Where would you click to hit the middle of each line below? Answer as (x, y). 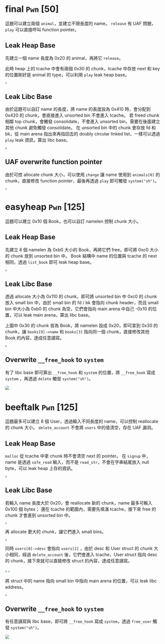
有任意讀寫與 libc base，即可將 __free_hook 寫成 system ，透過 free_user (78, 621)
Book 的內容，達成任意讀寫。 (35, 338)
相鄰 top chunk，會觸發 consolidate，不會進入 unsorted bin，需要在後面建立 (83, 122)
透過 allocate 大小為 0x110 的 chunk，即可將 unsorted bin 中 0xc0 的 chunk (81, 297)
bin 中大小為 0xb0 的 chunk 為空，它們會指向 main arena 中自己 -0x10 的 (79, 309)
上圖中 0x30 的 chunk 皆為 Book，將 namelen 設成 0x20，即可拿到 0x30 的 (82, 325)
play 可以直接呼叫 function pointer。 (42, 29)
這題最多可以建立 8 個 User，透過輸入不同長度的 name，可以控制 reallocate (82, 421)
